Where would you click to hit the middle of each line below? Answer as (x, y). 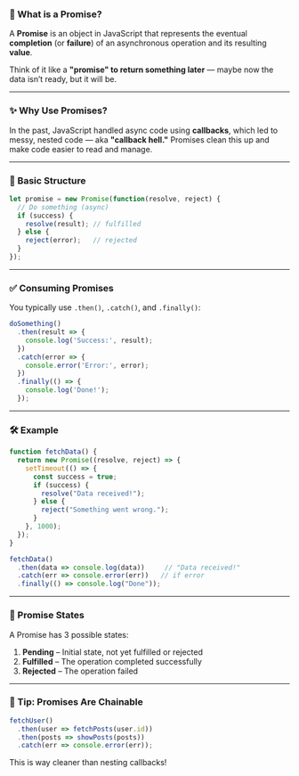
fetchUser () (31, 721)
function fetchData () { (53, 452)
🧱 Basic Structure (48, 180)
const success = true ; (75, 477)
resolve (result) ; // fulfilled (83, 224)
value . (21, 53)
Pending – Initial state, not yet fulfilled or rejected (112, 652)
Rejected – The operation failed (80, 671)
